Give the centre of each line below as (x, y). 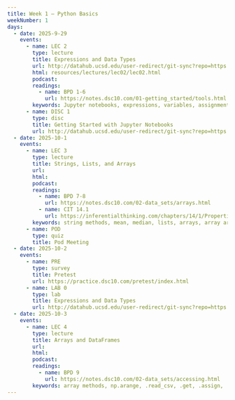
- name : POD (43, 229)
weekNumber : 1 (28, 20)
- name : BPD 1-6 (62, 92)
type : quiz (48, 236)
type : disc (48, 118)
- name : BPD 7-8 (62, 196)
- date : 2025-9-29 (41, 33)
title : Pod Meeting (61, 242)
